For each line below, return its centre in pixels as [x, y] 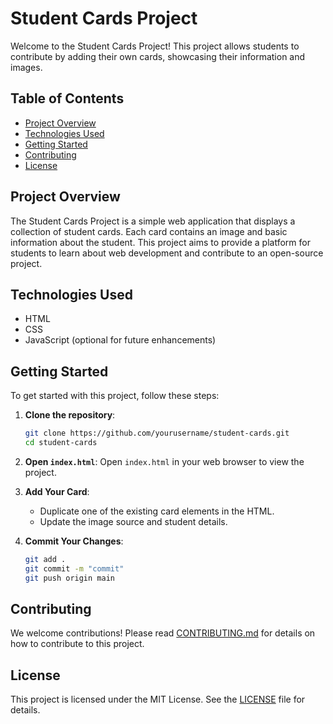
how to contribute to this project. [77, 644]
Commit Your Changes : [74, 541]
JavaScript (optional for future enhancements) [120, 340]
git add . [45, 559]
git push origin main [69, 578]
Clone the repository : [70, 415]
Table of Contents [67, 98]
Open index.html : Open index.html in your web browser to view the [164, 461]
